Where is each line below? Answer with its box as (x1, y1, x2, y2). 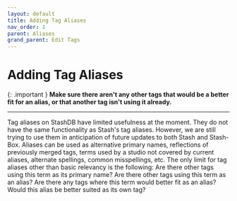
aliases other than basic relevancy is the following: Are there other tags (7, 163, 214, 171)
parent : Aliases (7, 30, 55, 37)
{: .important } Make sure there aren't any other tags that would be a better (7, 90, 229, 99)
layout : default (7, 10, 55, 18)
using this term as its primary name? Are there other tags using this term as (7, 171, 226, 179)
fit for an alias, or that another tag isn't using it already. (7, 98, 172, 106)
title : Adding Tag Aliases (7, 17, 87, 24)
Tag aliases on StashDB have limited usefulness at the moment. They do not (7, 118, 229, 127)
